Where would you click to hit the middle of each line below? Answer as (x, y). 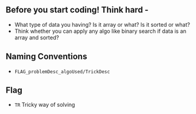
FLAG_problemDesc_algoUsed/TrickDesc (62, 72)
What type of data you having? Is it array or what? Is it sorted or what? (102, 24)
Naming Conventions (46, 57)
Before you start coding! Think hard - (77, 10)
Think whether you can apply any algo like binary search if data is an (100, 31)
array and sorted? (37, 37)
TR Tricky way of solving (45, 105)
